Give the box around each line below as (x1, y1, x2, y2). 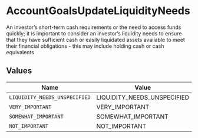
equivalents (6, 48, 34, 55)
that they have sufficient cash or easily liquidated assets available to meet (6, 36, 186, 43)
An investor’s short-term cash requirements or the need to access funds (6, 24, 181, 31)
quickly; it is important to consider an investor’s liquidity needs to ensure (6, 29, 182, 37)
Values (6, 66, 32, 76)
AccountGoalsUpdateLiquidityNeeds (6, 4, 190, 18)
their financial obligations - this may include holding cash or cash (6, 42, 164, 50)
